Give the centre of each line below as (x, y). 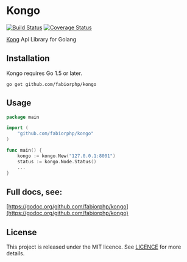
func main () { (24, 150)
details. (16, 253)
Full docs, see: (34, 192)
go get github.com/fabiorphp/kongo (51, 84)
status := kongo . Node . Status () (57, 161)
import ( (17, 128)
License (22, 232)
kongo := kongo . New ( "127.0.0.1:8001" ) (66, 156)
